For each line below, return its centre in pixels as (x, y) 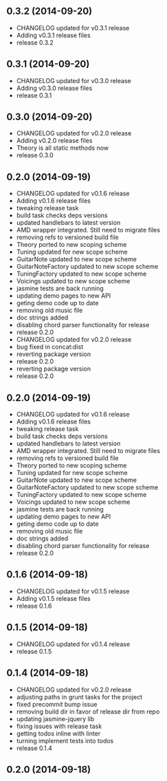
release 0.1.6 (34, 606)
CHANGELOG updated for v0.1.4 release (73, 644)
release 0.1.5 (34, 651)
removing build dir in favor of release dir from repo (88, 712)
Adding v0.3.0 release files (54, 88)
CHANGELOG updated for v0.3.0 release (74, 80)
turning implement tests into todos (65, 740)
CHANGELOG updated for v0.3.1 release (73, 27)
